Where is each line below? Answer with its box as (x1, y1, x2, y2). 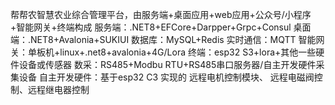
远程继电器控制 (27, 84, 90, 95)
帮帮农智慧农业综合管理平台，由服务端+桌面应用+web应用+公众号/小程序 (10, 9, 312, 20)
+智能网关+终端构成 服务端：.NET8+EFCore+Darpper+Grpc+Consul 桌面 (10, 21, 312, 33)
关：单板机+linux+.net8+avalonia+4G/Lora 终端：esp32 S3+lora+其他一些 (10, 46, 317, 58)
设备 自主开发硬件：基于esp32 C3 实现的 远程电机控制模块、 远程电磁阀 (18, 71, 315, 83)
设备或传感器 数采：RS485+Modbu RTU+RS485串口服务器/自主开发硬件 (18, 59, 317, 70)
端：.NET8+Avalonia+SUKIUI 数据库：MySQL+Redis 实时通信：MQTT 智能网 (10, 34, 325, 45)
